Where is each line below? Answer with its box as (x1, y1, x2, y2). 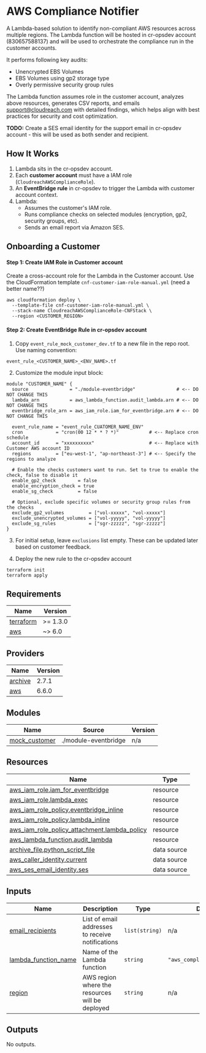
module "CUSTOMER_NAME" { (6, 380, 72, 387)
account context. (15, 191, 58, 198)
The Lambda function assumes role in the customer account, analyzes (6, 93, 184, 100)
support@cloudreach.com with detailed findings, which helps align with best (6, 106, 200, 113)
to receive (82, 930, 112, 938)
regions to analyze (6, 456, 56, 462)
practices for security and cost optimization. (6, 112, 118, 120)
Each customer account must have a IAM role (15, 171, 132, 179)
